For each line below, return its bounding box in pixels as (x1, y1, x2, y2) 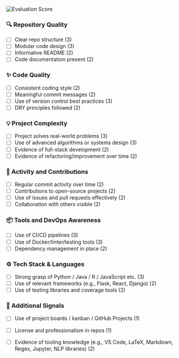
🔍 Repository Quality (6, 21, 68, 29)
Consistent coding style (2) (14, 84, 80, 91)
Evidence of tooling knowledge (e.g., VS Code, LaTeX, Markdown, (14, 338, 174, 346)
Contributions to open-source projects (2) (14, 188, 116, 194)
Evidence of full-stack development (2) (14, 146, 109, 153)
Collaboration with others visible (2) (14, 201, 101, 208)
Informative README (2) (14, 49, 74, 56)
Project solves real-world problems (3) (14, 133, 108, 140)
